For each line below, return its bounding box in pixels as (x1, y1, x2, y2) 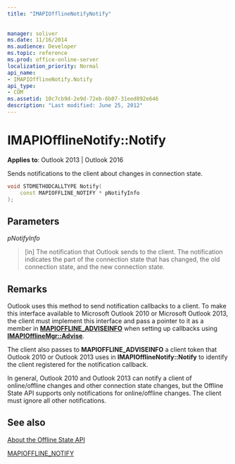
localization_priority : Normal (7, 63, 99, 70)
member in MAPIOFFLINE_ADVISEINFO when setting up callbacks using (7, 325, 218, 333)
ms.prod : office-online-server (7, 56, 99, 63)
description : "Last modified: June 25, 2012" (7, 102, 143, 109)
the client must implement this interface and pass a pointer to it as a (7, 317, 204, 325)
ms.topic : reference (7, 50, 68, 57)
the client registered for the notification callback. (7, 360, 148, 369)
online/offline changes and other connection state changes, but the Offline (7, 382, 224, 390)
